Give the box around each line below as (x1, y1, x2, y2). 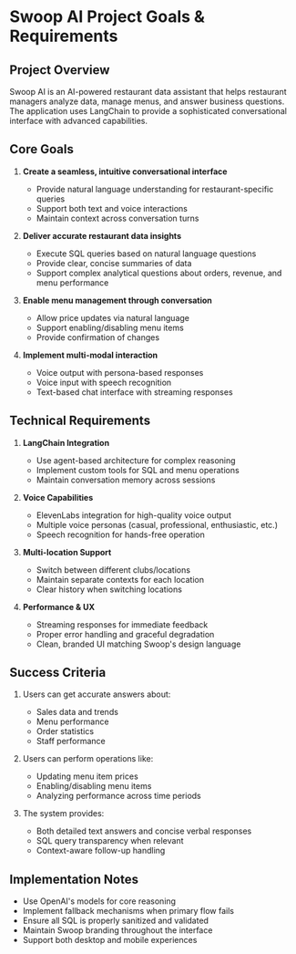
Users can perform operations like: (22, 753, 154, 764)
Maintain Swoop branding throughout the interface (22, 925, 213, 936)
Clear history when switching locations (36, 584, 182, 595)
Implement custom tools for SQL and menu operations (36, 464, 240, 475)
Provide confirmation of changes (36, 331, 160, 343)
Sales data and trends (36, 707, 118, 718)
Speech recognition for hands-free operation (36, 529, 205, 540)
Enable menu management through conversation (22, 295, 212, 306)
